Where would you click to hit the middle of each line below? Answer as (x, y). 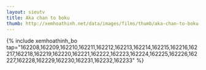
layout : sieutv (26, 12)
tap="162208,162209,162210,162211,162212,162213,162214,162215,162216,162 (102, 47)
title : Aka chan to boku (38, 18)
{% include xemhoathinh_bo (42, 41)
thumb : (15, 23)
